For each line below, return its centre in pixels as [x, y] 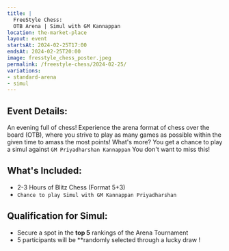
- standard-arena [32, 77]
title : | [19, 13]
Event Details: [38, 111]
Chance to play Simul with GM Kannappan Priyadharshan [97, 195]
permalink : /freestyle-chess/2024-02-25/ [67, 64]
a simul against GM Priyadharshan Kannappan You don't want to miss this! [109, 149]
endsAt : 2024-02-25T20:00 [44, 52]
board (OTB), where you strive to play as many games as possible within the [114, 135]
